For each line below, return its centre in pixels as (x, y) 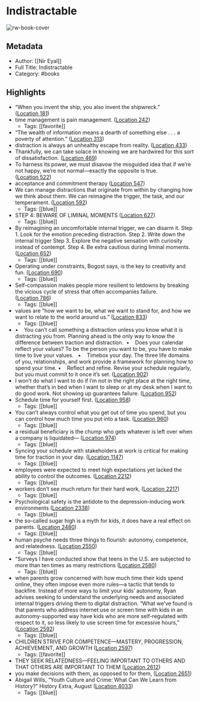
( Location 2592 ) (35, 629)
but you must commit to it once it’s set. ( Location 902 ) (81, 374)
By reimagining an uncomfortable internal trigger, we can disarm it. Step (104, 228)
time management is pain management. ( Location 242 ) (83, 119)
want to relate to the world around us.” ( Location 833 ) (81, 317)
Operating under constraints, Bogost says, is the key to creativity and (100, 266)
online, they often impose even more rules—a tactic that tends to (95, 584)
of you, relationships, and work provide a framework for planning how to (104, 361)
